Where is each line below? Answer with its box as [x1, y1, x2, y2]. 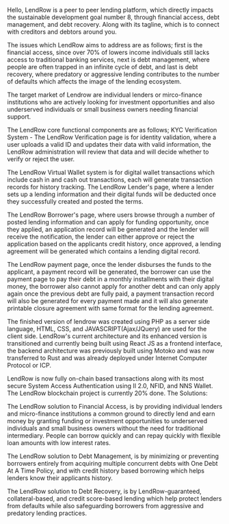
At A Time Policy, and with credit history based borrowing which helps [7, 466, 205, 475]
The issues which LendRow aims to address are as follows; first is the [7, 41, 203, 49]
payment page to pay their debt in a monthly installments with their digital [7, 275, 214, 283]
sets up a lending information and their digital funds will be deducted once [7, 190, 217, 198]
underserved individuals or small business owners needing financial [7, 106, 198, 113]
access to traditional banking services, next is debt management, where [7, 56, 210, 64]
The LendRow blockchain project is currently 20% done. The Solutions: [7, 389, 208, 397]
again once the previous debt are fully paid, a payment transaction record [7, 289, 215, 298]
